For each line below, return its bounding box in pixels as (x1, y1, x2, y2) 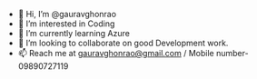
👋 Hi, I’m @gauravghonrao (17, 9, 116, 19)
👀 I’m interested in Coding (17, 18, 115, 29)
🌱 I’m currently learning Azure (17, 28, 130, 38)
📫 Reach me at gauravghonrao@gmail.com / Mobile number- (17, 48, 249, 58)
